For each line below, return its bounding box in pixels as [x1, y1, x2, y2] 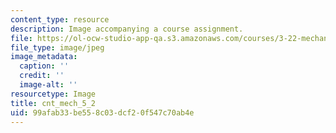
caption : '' [19, 61, 70, 71]
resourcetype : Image [10, 89, 97, 99]
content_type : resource [10, 14, 110, 25]
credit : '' [19, 71, 65, 81]
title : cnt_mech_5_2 [10, 98, 97, 108]
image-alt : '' [19, 80, 78, 90]
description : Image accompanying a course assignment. [10, 24, 244, 34]
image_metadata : [10, 52, 78, 62]
